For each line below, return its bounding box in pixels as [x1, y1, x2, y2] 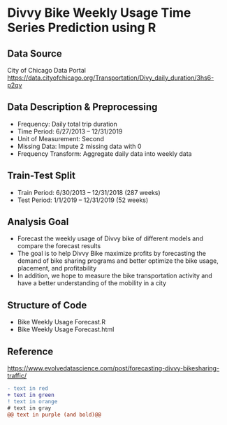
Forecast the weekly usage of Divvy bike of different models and [17, 234, 204, 243]
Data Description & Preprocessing [7, 101, 158, 113]
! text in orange [7, 398, 58, 405]
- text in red [7, 385, 49, 392]
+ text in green [7, 391, 54, 398]
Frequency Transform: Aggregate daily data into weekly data [17, 149, 192, 158]
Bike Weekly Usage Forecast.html [17, 325, 115, 333]
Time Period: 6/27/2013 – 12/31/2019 [17, 127, 123, 136]
